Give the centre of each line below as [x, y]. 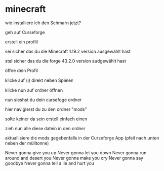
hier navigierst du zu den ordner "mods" [46, 109]
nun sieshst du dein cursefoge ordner [43, 100]
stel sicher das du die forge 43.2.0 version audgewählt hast [66, 61]
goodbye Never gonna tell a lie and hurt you [50, 163]
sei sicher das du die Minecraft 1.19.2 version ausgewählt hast [68, 51]
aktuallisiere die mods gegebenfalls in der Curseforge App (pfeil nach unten [82, 138]
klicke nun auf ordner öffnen [34, 90]
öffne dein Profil [21, 70]
